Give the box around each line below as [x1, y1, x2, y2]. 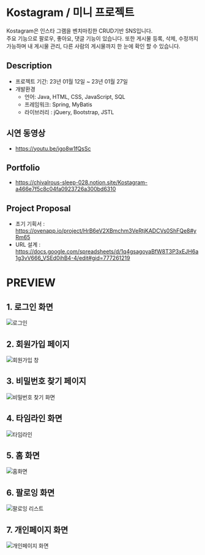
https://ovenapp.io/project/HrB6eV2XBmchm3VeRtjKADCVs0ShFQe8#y [15, 227, 197, 235]
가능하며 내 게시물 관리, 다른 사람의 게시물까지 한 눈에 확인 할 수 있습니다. [6, 42, 181, 50]
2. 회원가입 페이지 [6, 339, 70, 349]
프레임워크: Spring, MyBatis [24, 101, 93, 108]
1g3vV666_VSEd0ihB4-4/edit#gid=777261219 [15, 254, 130, 262]
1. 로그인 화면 [6, 301, 53, 312]
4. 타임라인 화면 [6, 413, 62, 424]
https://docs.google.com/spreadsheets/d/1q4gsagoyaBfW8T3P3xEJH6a [15, 248, 199, 255]
